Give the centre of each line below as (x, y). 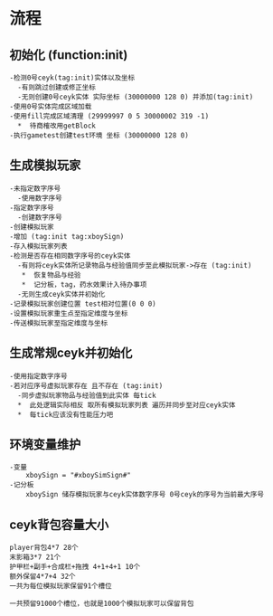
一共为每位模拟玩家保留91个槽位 (61, 586)
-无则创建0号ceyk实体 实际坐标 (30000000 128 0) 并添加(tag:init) (136, 97)
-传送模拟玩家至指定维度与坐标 (59, 323)
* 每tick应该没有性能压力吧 (66, 414)
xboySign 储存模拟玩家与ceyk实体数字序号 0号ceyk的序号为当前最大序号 (145, 495)
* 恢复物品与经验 (51, 275)
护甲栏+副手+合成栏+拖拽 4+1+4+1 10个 (75, 567)
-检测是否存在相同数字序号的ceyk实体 (70, 256)
